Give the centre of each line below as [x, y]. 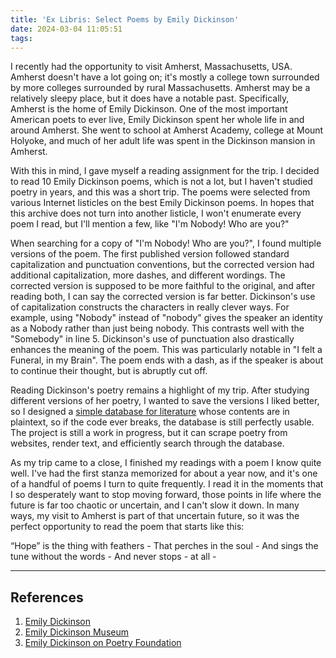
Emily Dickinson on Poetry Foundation [103, 643]
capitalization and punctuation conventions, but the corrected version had [162, 265]
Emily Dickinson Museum [76, 632]
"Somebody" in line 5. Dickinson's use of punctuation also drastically [152, 339]
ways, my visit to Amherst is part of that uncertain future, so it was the [155, 516]
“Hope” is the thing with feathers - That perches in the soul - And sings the [164, 546]
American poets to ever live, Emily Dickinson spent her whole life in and [157, 120]
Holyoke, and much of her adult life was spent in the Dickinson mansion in [163, 141]
